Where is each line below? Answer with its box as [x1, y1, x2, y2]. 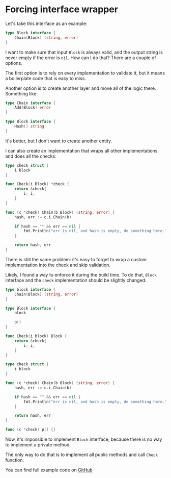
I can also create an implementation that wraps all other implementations [5, 147, 158, 154]
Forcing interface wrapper [5, 4, 119, 15]
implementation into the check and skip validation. [5, 262, 111, 268]
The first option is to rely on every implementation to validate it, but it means [5, 70, 165, 76]
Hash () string [14, 124, 44, 129]
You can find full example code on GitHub [5, 467, 93, 473]
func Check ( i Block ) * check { [5, 182, 70, 187]
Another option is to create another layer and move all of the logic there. [5, 85, 156, 91]
